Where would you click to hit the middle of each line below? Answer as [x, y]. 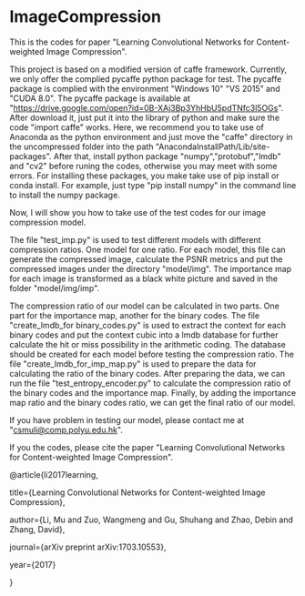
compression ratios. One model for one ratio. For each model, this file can [147, 249]
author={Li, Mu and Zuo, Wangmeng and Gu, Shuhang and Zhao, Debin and [152, 520]
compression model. [48, 222]
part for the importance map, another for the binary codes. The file [135, 315]
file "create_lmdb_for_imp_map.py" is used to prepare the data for [133, 364]
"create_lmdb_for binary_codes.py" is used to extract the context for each [148, 325]
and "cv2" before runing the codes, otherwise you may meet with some [143, 166]
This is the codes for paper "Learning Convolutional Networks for [132, 42]
